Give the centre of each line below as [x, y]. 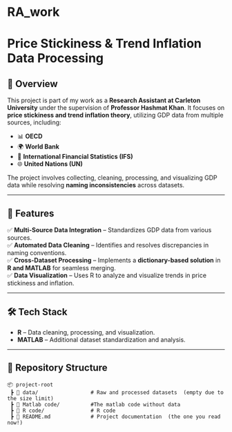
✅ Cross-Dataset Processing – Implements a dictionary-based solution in [114, 260]
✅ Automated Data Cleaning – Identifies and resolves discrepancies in [108, 245]
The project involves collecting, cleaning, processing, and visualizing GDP [112, 178]
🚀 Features [31, 213]
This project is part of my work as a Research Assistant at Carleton [104, 100]
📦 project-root [30, 384]
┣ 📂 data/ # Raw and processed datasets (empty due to [117, 392]
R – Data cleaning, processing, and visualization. [86, 332]
